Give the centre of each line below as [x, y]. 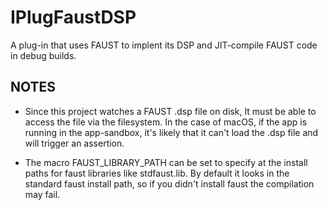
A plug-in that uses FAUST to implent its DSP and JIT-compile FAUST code [164, 45]
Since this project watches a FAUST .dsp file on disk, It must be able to [170, 111]
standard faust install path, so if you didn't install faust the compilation [169, 183]
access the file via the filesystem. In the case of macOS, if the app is [166, 122]
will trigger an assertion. [74, 143]
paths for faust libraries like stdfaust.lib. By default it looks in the [157, 173]
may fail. [42, 194]
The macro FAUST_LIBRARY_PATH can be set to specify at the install [166, 162]
